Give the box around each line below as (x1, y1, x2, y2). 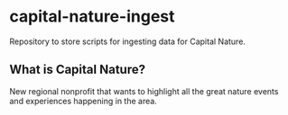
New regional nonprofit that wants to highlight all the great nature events (9, 85, 279, 96)
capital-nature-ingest (9, 6, 175, 27)
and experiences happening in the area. (9, 95, 158, 106)
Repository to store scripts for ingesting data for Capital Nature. (9, 36, 246, 47)
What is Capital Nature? (9, 62, 146, 77)
